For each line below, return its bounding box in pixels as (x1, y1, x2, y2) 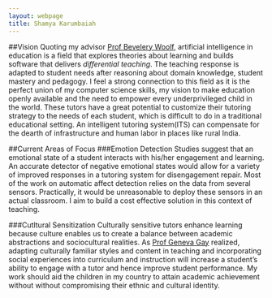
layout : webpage (8, 11, 63, 20)
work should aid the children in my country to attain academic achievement (8, 271, 260, 281)
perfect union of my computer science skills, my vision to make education (8, 84, 256, 94)
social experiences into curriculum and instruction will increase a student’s (8, 254, 258, 264)
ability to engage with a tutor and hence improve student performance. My (8, 263, 258, 273)
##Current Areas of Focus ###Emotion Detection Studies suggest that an (8, 144, 254, 153)
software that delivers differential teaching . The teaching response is (8, 58, 240, 69)
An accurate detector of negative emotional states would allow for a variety (8, 161, 261, 171)
